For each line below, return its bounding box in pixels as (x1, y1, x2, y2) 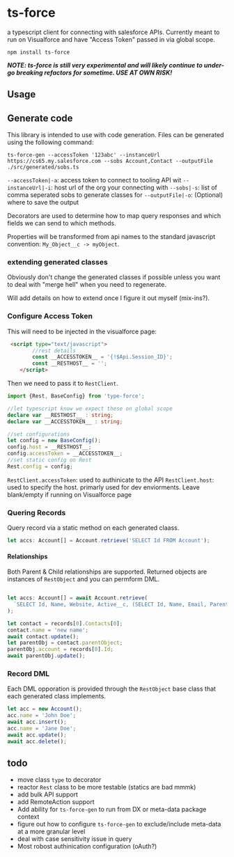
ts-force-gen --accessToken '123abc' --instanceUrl (7, 152, 160, 159)
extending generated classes (7, 258, 108, 267)
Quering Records (7, 508, 66, 517)
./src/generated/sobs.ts (7, 164, 79, 171)
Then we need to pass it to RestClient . (7, 379, 118, 388)
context (17, 812, 40, 821)
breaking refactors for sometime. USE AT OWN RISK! (16, 68, 173, 77)
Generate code (7, 112, 73, 124)
